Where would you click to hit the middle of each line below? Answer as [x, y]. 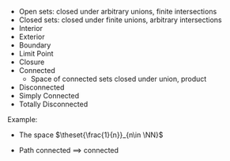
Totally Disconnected [53, 104]
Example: [23, 119]
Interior [30, 28]
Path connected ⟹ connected [69, 150]
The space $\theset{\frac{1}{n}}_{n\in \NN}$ [91, 135]
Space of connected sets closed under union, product [119, 79]
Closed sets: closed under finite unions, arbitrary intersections [120, 20]
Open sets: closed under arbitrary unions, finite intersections [118, 11]
